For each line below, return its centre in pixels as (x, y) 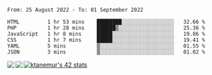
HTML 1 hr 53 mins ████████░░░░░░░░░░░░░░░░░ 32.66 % (106, 22)
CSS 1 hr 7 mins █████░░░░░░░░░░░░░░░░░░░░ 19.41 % (106, 40)
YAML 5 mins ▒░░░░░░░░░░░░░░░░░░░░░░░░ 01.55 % (106, 46)
